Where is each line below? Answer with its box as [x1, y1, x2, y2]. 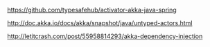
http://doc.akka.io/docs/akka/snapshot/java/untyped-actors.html [7, 19, 193, 27]
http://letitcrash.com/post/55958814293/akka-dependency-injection [7, 32, 203, 40]
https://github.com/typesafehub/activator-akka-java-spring [7, 6, 177, 14]
